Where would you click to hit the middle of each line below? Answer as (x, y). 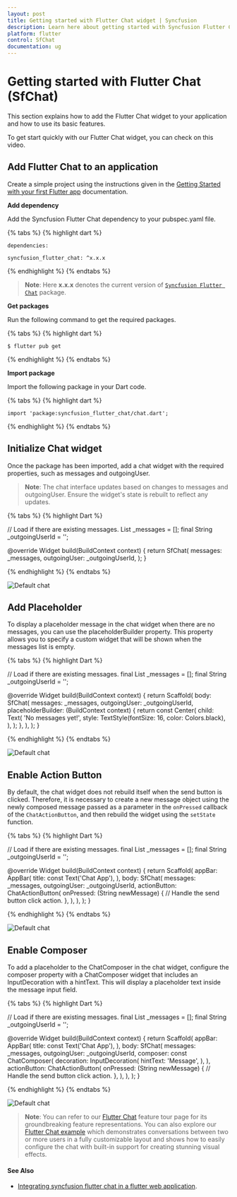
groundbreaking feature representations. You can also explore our (120, 1124)
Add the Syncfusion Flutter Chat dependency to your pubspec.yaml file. (112, 219)
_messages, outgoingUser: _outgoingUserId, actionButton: (92, 886)
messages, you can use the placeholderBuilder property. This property (110, 632)
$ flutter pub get (34, 346)
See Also (20, 1170)
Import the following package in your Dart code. (77, 386)
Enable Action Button (55, 775)
